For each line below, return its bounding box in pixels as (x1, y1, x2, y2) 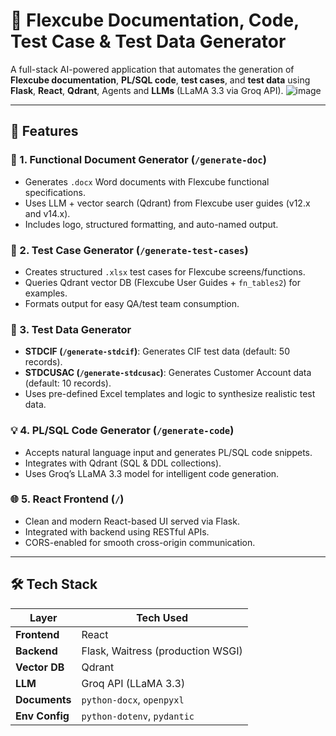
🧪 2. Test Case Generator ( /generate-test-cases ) (10, 243, 249, 257)
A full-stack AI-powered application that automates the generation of (10, 63, 295, 75)
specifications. (24, 186, 86, 198)
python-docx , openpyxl (81, 692, 185, 706)
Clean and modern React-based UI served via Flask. (24, 515, 240, 527)
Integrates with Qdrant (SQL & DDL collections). (24, 457, 222, 469)
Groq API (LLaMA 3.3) (81, 676, 186, 690)
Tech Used (136, 610, 189, 624)
